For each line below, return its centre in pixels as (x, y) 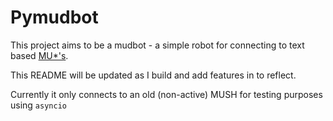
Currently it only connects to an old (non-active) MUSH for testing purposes (166, 94)
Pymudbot (54, 17)
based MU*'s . (39, 55)
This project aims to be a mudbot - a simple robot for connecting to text (157, 45)
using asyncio (38, 105)
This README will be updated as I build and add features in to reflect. (153, 75)
